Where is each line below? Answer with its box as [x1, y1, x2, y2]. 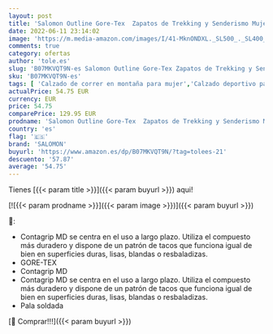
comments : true [8, 42, 60, 50]
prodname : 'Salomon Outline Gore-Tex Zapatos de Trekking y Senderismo [8, 118, 260, 126]
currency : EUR [8, 95, 57, 103]
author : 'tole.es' [8, 58, 71, 66]
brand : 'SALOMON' [8, 139, 67, 148]
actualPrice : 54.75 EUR [8, 87, 89, 96]
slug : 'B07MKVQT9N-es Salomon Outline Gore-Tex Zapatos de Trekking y [8, 65, 253, 73]
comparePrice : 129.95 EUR [8, 110, 96, 118]
